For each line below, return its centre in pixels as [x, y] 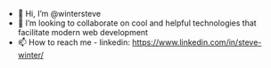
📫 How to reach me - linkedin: [74, 42]
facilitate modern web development [83, 32]
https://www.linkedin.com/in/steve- [197, 42]
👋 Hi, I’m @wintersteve [59, 14]
